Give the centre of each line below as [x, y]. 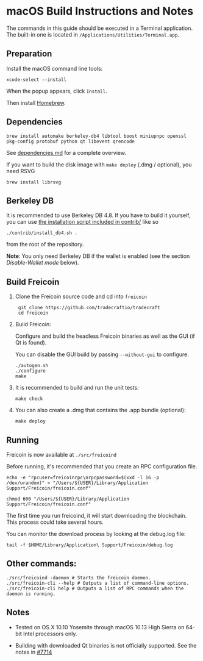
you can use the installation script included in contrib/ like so [83, 222]
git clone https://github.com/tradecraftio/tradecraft [89, 308]
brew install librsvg [34, 182]
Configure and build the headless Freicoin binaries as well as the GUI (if [105, 336]
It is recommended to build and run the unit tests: [77, 388]
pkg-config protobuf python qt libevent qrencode [71, 141]
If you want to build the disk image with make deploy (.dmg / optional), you [99, 164]
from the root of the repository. [45, 245]
